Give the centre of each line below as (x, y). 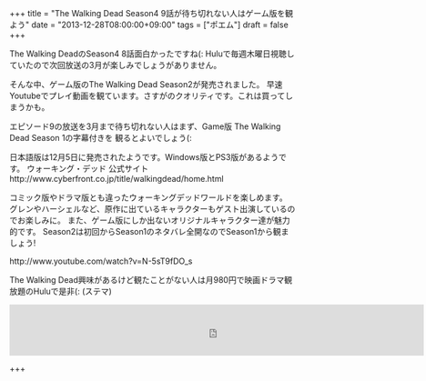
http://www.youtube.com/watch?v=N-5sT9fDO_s (101, 261)
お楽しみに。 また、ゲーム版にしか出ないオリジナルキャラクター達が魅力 (153, 220)
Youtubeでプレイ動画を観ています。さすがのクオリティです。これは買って (147, 95)
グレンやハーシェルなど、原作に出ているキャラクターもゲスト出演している (149, 209)
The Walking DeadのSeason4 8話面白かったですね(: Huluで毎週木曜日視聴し (152, 54)
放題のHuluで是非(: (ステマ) (61, 291)
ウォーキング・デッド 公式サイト (88, 168)
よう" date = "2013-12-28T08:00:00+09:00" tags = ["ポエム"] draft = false (149, 25)
